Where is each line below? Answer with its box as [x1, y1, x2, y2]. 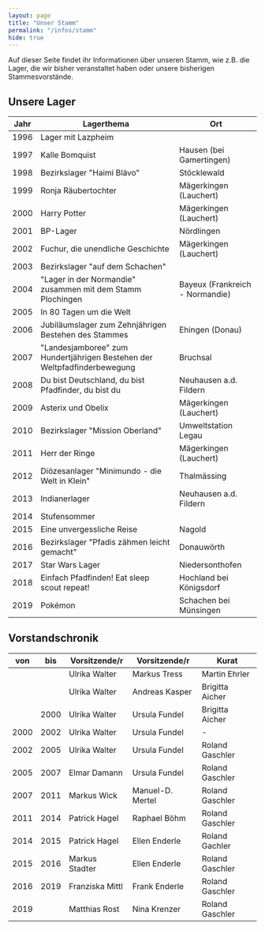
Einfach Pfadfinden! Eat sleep [40, 572, 150, 583]
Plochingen [40, 294, 83, 305]
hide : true [8, 33, 44, 42]
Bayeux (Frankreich [178, 279, 252, 290]
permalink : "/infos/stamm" [8, 26, 97, 34]
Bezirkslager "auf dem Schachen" [40, 262, 166, 273]
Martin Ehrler [201, 668, 250, 680]
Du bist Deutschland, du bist [40, 375, 145, 386]
